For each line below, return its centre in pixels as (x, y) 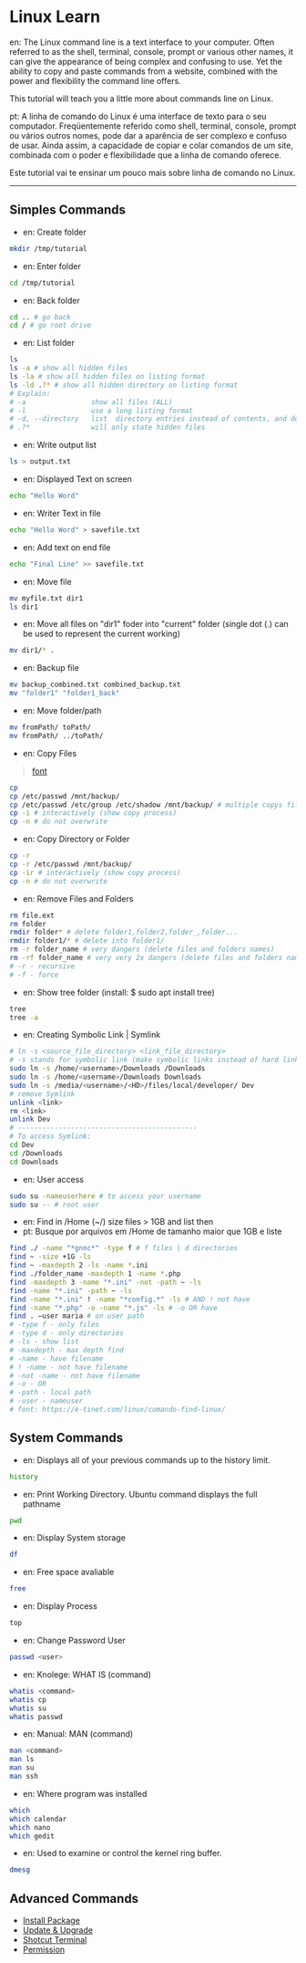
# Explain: (30, 393)
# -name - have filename (56, 1358)
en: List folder (48, 343)
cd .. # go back (40, 317)
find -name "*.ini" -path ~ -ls (71, 1290)
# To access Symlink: (51, 1137)
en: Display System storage (74, 1538)
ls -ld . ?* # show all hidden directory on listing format (124, 385)
